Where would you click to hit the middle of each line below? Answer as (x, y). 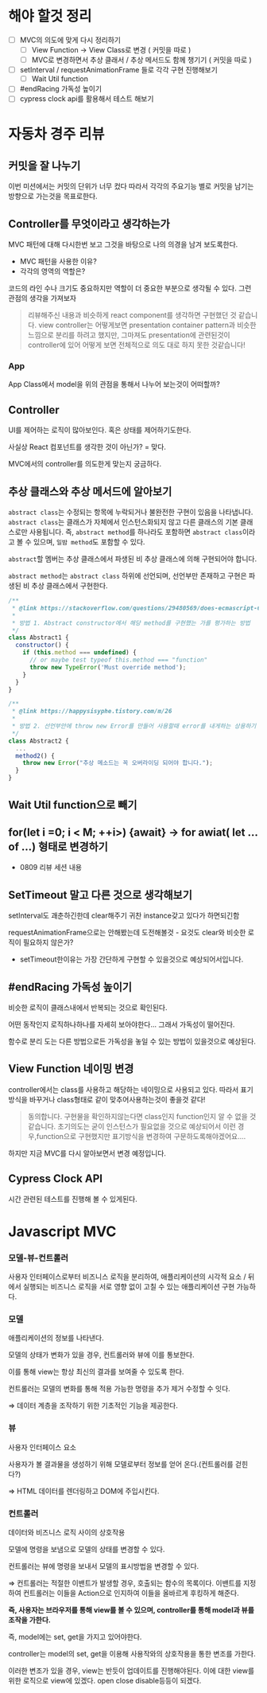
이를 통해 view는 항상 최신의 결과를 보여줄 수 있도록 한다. (96, 1372)
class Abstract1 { (39, 638)
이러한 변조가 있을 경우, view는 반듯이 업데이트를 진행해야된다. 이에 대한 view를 (132, 1670)
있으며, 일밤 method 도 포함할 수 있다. (89, 542)
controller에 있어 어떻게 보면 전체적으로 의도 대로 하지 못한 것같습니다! (137, 345)
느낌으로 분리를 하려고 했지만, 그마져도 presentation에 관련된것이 (129, 335)
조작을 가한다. (30, 1620)
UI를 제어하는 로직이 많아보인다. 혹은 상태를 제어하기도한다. (100, 430)
